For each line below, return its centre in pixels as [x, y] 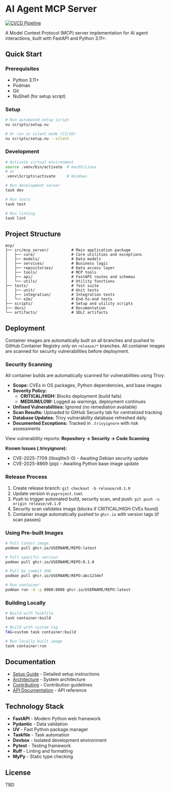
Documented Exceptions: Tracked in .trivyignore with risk [75, 423]
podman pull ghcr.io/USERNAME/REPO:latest [51, 548]
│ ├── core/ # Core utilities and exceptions [74, 255]
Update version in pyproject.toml [48, 493]
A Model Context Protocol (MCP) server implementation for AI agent [77, 33]
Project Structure [33, 234]
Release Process [26, 477]
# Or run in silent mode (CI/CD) [41, 134]
